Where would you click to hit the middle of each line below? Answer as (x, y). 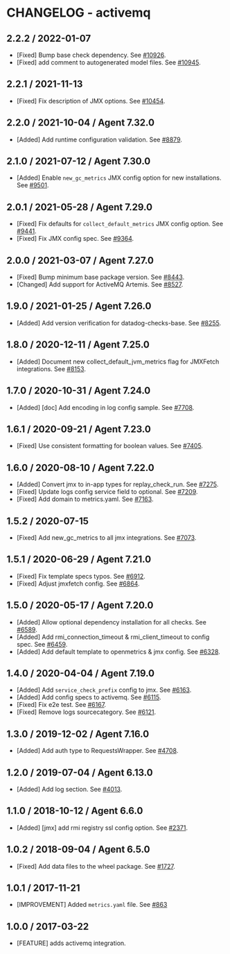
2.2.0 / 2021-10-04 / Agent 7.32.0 (81, 123)
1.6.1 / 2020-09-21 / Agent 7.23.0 (79, 429)
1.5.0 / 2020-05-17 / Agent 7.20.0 (80, 605)
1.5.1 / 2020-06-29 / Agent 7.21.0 (79, 560)
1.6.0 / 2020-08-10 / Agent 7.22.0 (81, 467)
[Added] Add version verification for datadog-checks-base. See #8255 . (119, 323)
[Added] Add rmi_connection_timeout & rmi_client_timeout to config (113, 637)
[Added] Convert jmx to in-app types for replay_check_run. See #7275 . (117, 484)
